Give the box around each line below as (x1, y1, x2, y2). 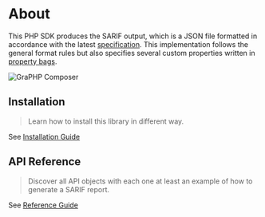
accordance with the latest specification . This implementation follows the (8, 39, 249, 49)
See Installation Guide (8, 132, 81, 141)
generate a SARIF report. (27, 184, 110, 194)
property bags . (8, 57, 57, 66)
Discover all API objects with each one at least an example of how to (27, 176, 253, 186)
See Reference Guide (8, 200, 78, 210)
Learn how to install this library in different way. (27, 116, 184, 126)
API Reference (8, 155, 81, 168)
